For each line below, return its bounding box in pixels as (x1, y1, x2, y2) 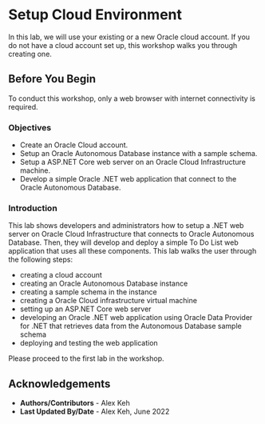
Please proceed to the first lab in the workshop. (8, 354, 165, 363)
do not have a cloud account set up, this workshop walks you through (8, 40, 238, 50)
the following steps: (8, 254, 73, 265)
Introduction (8, 202, 57, 214)
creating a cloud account (19, 270, 102, 280)
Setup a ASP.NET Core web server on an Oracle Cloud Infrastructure (19, 158, 246, 167)
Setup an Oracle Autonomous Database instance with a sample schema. (19, 149, 258, 158)
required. (8, 102, 38, 111)
